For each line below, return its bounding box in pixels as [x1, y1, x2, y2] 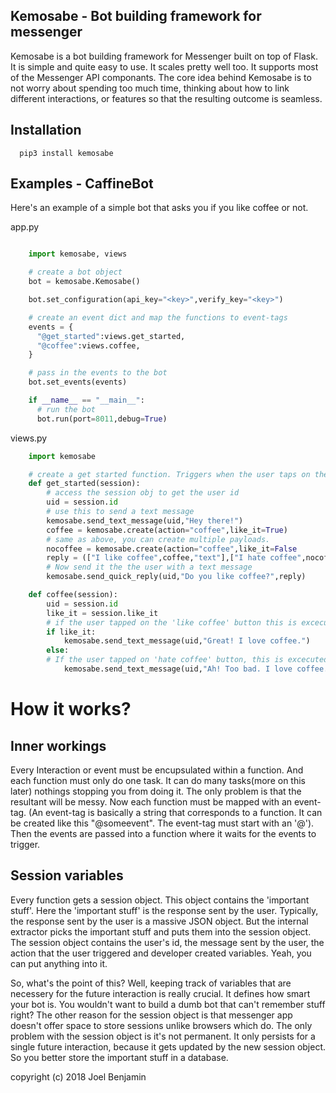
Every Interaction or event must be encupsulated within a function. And [10, 764, 304, 776]
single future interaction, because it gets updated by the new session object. [10, 1040, 327, 1053]
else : [46, 645, 70, 656]
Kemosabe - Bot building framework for [10, 8, 262, 25]
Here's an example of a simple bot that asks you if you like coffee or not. [10, 202, 309, 214]
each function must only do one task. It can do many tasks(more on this [10, 774, 306, 786]
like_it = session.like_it [46, 608, 159, 618]
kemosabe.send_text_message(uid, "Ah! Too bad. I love [63, 664, 293, 674]
